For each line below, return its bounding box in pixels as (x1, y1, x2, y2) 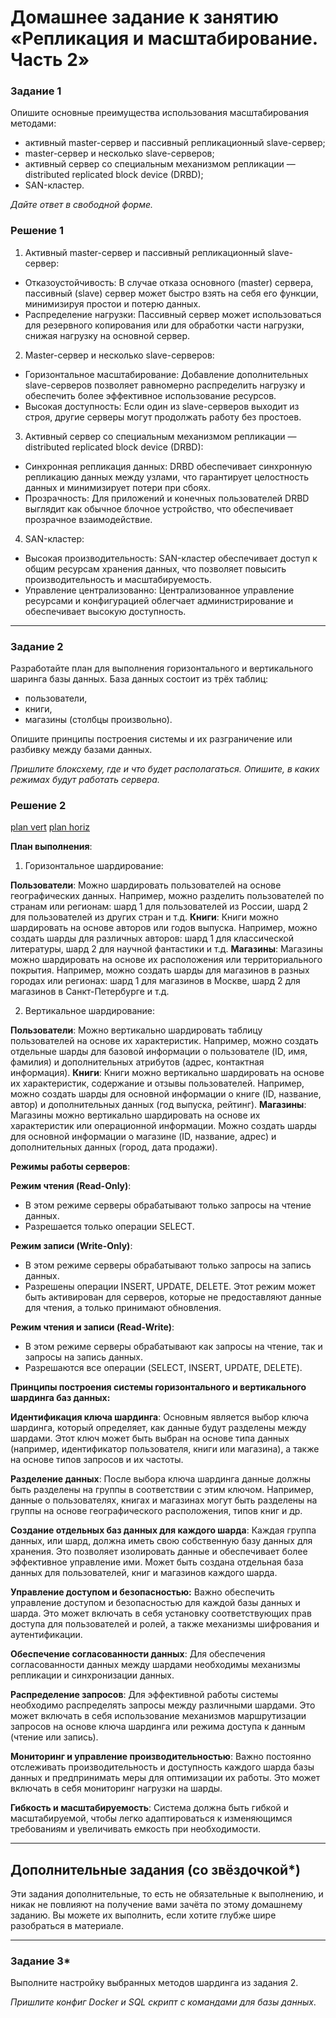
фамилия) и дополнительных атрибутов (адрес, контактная (10, 1056, 265, 1068)
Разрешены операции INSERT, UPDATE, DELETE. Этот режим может (24, 1281, 316, 1293)
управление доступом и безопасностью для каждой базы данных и (10, 1597, 301, 1609)
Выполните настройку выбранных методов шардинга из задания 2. (10, 1977, 299, 1989)
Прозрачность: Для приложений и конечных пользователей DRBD (24, 492, 310, 504)
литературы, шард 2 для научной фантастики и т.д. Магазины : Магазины (10, 943, 324, 955)
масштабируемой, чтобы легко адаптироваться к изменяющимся (10, 1812, 293, 1825)
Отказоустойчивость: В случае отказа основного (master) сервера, (24, 276, 314, 288)
